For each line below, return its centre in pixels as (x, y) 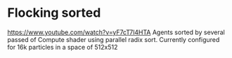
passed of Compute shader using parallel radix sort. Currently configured (114, 39)
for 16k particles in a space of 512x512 (63, 47)
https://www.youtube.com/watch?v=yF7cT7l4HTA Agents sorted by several (116, 32)
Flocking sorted (54, 13)
